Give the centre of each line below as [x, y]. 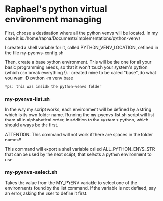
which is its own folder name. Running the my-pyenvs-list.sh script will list [80, 115]
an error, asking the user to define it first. [46, 193]
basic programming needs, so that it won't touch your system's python [76, 67]
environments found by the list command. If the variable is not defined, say [81, 188]
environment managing [53, 19]
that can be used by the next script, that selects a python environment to [78, 154]
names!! [13, 140]
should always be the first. [32, 125]
